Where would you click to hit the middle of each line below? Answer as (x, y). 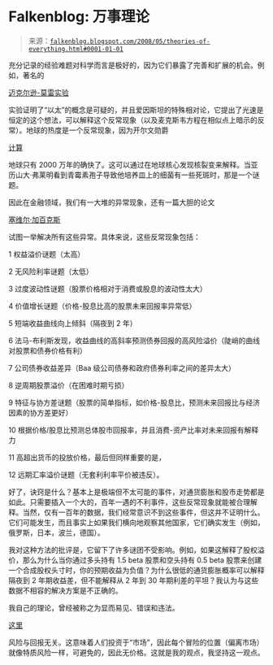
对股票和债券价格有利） (48, 350)
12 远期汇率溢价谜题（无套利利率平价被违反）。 (86, 474)
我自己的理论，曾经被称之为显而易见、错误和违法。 (94, 607)
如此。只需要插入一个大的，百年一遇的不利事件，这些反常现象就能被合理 (129, 502)
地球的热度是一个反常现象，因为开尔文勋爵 (97, 130)
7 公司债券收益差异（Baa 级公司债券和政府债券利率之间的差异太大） (122, 367)
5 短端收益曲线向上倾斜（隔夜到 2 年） (73, 323)
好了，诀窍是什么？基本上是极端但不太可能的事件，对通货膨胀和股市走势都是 (136, 492)
